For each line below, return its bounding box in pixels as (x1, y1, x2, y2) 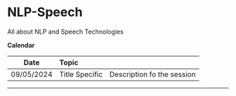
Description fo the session (109, 69, 196, 79)
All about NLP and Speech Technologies (7, 27, 124, 36)
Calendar (7, 41, 35, 49)
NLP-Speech (7, 4, 83, 20)
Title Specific (59, 69, 103, 79)
